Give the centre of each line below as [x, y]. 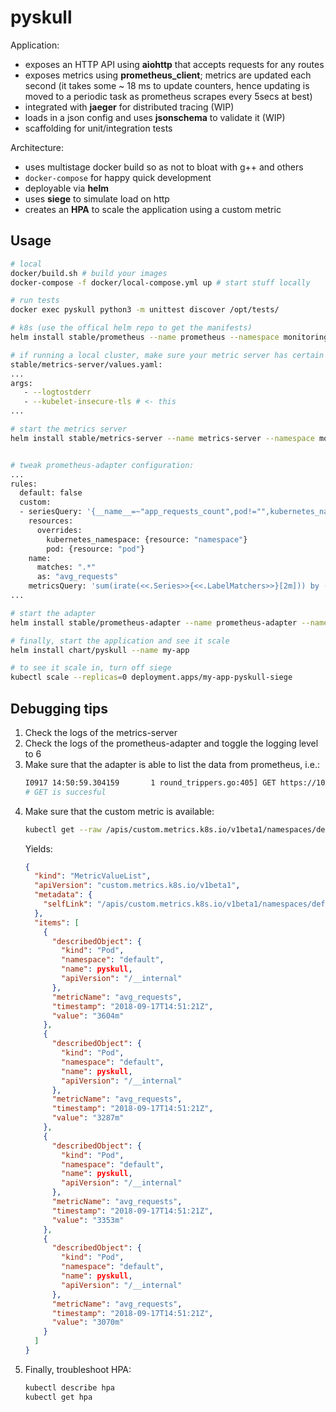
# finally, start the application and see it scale [120, 641]
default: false [51, 493]
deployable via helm [67, 188]
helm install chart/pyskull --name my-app [100, 650]
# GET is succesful [65, 792]
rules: [24, 484]
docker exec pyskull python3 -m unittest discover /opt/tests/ [145, 310]
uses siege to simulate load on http [97, 198]
